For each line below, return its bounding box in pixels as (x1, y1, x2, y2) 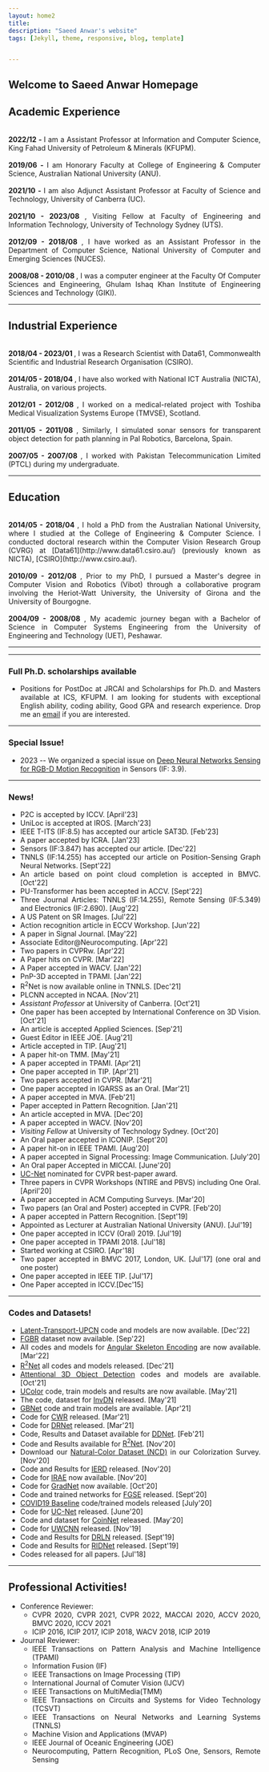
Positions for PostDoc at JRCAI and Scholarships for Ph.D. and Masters (19, 684, 261, 694)
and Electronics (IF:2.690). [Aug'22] (19, 903, 139, 912)
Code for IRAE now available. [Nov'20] (19, 1473, 147, 1483)
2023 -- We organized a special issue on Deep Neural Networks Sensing (19, 755, 261, 765)
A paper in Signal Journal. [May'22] (19, 928, 138, 938)
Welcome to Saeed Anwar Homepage (8, 78, 199, 91)
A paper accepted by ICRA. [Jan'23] (19, 835, 140, 844)
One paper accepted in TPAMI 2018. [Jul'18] (19, 1236, 166, 1247)
